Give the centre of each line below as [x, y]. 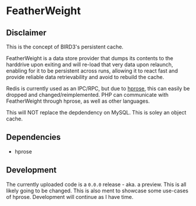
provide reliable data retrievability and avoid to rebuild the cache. [85, 77]
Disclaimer [26, 33]
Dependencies [33, 137]
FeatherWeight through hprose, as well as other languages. [78, 101]
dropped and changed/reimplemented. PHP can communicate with [87, 95]
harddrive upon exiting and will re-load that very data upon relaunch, [89, 64]
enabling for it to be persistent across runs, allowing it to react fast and [92, 71]
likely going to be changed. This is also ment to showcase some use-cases [97, 191]
